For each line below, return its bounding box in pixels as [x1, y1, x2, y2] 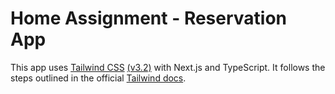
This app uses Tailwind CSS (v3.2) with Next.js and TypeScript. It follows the [10, 61, 326, 73]
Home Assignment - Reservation [10, 7, 288, 30]
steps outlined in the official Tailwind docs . [10, 72, 187, 84]
